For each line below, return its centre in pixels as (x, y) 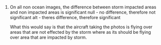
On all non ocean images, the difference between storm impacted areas (83, 7)
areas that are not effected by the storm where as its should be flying (80, 32)
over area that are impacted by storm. (48, 37)
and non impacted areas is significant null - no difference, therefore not (83, 12)
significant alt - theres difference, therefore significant (65, 17)
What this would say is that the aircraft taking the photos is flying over (81, 27)
